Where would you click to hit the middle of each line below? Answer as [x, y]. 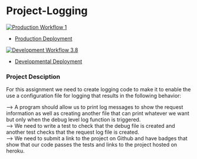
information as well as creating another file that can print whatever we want [98, 114]
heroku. [15, 151]
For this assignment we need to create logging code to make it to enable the [98, 90]
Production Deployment [43, 38]
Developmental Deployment [48, 61]
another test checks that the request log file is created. [73, 132]
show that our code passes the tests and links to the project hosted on [92, 145]
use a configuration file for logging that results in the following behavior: [94, 96]
